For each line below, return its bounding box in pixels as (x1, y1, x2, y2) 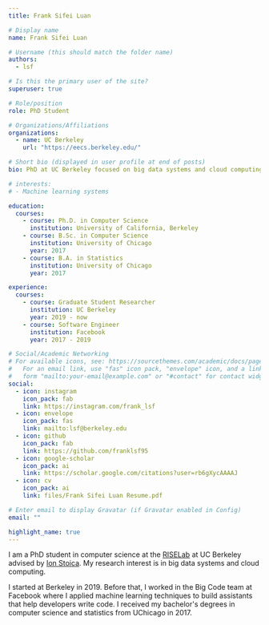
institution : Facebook (29, 328, 106, 337)
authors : (8, 55, 38, 64)
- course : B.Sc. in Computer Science (22, 232, 149, 240)
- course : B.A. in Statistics (22, 254, 124, 262)
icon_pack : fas (22, 417, 74, 425)
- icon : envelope (15, 409, 74, 417)
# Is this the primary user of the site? (8, 78, 149, 86)
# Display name (8, 26, 59, 34)
